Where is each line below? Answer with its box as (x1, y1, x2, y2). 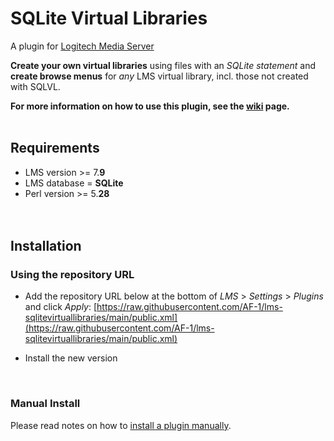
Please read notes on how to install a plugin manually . (10, 419, 232, 431)
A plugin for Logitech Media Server (10, 40, 155, 52)
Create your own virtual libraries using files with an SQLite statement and (10, 59, 317, 71)
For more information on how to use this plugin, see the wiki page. (10, 100, 290, 112)
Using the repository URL (10, 268, 135, 282)
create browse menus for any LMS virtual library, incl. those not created (10, 70, 309, 82)
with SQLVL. (10, 80, 61, 92)
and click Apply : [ (24, 301, 98, 313)
